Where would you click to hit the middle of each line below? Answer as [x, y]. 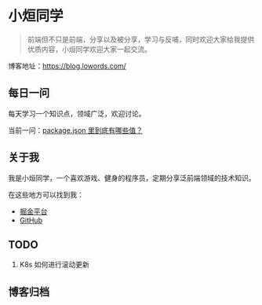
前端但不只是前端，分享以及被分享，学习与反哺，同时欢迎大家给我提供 [141, 39]
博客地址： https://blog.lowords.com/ [67, 66]
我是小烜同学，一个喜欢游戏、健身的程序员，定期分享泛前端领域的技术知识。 [132, 178]
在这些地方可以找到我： [46, 194]
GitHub [31, 220]
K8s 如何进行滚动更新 [55, 265]
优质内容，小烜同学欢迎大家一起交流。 [89, 49]
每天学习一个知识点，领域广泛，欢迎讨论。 [77, 113]
